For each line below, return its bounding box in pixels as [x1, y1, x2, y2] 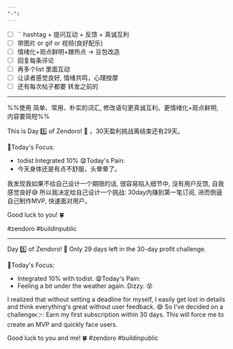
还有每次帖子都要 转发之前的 [17, 83, 98, 90]
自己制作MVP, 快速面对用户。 [7, 197, 92, 205]
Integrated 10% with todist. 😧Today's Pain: [17, 275, 141, 283]
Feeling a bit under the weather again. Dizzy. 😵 [17, 282, 153, 290]
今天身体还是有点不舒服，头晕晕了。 [17, 164, 121, 173]
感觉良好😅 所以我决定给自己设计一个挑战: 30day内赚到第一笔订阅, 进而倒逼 [7, 188, 223, 196]
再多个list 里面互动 [17, 65, 71, 73]
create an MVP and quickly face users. [7, 321, 118, 329]
